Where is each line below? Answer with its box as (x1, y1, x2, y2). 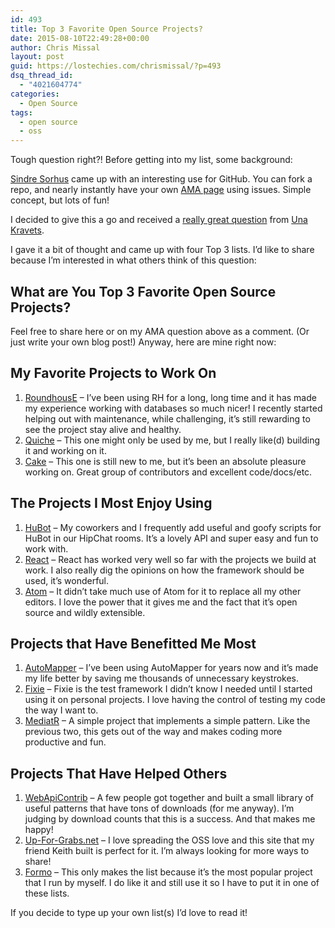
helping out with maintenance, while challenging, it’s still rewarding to (24, 412, 311, 425)
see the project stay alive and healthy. (24, 423, 182, 435)
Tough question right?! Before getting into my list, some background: (10, 154, 293, 166)
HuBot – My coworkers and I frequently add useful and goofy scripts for (24, 521, 322, 533)
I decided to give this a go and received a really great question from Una (10, 214, 308, 226)
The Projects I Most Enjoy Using (10, 495, 213, 512)
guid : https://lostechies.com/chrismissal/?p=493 (10, 61, 222, 71)
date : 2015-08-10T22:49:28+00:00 (10, 33, 150, 43)
